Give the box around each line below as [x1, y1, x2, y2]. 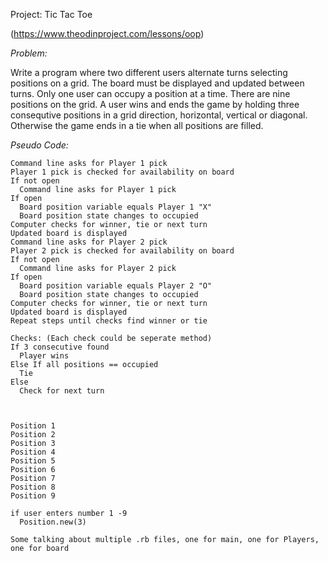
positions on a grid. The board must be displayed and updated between [10, 77, 305, 89]
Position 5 [10, 456, 56, 466]
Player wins [19, 351, 70, 361]
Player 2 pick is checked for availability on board [10, 246, 235, 256]
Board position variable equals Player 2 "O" [19, 281, 213, 291]
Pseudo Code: [10, 139, 69, 151]
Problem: [10, 47, 48, 59]
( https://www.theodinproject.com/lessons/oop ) [10, 28, 205, 39]
